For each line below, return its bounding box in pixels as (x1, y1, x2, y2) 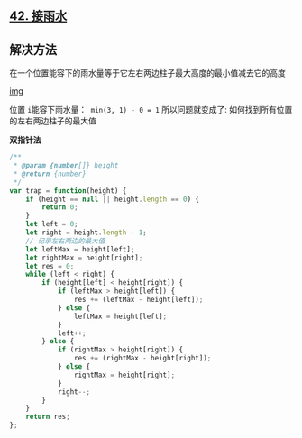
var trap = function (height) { (9, 186, 127, 196)
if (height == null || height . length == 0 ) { (25, 195, 200, 204)
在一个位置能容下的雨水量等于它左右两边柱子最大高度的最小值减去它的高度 (9, 68, 286, 78)
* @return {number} (13, 169, 87, 178)
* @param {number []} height (13, 161, 119, 170)
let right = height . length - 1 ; (25, 228, 147, 237)
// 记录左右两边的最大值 (25, 236, 105, 245)
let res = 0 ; (25, 261, 75, 270)
